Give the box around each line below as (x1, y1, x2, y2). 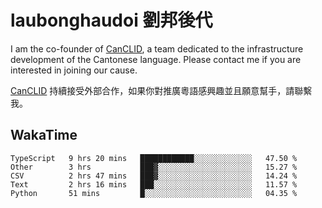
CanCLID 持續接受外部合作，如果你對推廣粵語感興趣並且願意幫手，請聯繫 (10, 84, 313, 96)
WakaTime (10, 127, 78, 144)
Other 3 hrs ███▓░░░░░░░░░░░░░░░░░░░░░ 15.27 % (10, 162, 298, 172)
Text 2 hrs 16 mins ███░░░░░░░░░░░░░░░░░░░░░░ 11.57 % (10, 179, 298, 190)
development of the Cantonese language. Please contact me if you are (10, 53, 302, 65)
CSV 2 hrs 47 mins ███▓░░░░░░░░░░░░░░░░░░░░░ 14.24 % (10, 171, 298, 181)
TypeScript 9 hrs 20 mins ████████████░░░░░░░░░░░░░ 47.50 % (10, 153, 298, 163)
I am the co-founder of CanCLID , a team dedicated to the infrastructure (10, 42, 304, 55)
